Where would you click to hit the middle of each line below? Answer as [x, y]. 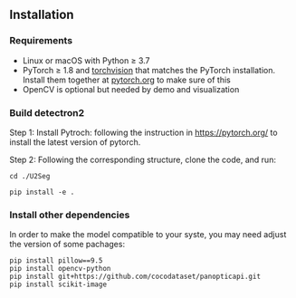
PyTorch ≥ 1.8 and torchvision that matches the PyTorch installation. [149, 70]
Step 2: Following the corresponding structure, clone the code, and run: [143, 159]
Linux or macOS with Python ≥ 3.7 [86, 60]
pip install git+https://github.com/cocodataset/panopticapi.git [135, 277]
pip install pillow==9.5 [56, 261]
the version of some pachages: [67, 245]
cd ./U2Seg [30, 176]
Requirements [41, 41]
